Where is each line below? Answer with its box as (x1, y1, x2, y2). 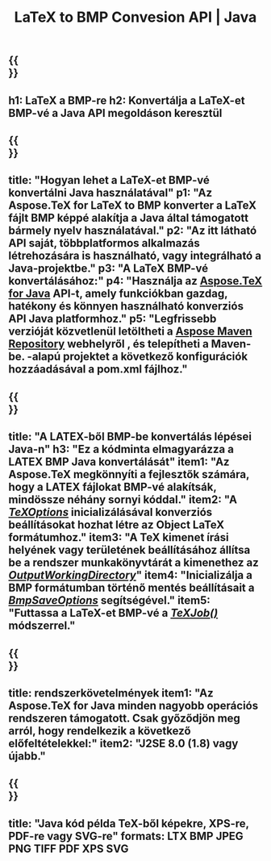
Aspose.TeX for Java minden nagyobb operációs (8, 698, 259, 713)
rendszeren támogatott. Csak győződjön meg (8, 711, 240, 725)
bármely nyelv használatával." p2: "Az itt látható (8, 224, 257, 238)
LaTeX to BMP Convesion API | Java (14, 8, 257, 27)
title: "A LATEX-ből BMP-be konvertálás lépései (8, 430, 252, 443)
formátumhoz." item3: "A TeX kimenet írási (8, 530, 229, 544)
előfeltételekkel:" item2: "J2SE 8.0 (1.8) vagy (8, 736, 239, 750)
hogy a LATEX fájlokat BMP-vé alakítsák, (8, 480, 217, 494)
